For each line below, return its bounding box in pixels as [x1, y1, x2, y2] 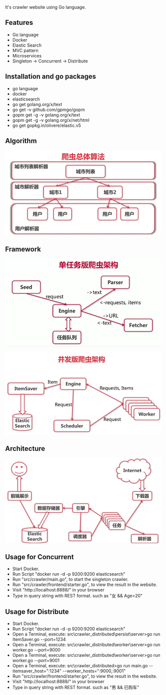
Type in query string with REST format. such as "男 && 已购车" [12, 685, 140, 691]
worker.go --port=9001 [12, 657, 59, 663]
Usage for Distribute [5, 607, 69, 616]
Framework [5, 245, 41, 254]
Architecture [5, 444, 46, 453]
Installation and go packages [5, 72, 97, 81]
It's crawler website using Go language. [5, 4, 86, 10]
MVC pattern [12, 47, 39, 53]
